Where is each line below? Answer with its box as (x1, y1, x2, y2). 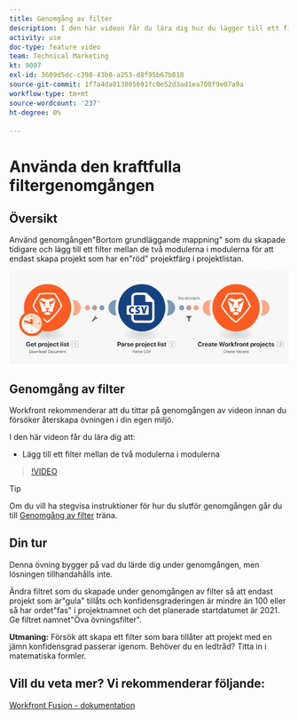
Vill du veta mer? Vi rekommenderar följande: (9, 676, 265, 691)
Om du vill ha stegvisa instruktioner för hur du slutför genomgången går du (9, 500, 283, 511)
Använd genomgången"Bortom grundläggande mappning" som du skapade (9, 235, 286, 245)
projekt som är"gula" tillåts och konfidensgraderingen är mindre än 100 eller (9, 595, 286, 606)
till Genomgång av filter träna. (9, 510, 118, 521)
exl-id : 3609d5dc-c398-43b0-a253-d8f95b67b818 (9, 71, 184, 80)
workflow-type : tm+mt (9, 89, 90, 98)
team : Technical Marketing (9, 52, 109, 61)
